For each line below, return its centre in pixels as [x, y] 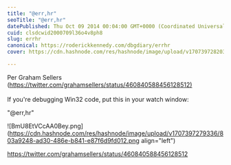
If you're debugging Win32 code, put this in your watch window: [98, 99]
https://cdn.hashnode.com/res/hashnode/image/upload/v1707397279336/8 [117, 133]
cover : [16, 52]
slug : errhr [24, 39]
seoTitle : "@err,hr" [37, 20]
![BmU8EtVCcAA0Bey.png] [45, 126]
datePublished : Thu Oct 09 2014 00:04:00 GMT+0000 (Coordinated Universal [117, 26]
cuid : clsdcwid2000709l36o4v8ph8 [55, 33]
